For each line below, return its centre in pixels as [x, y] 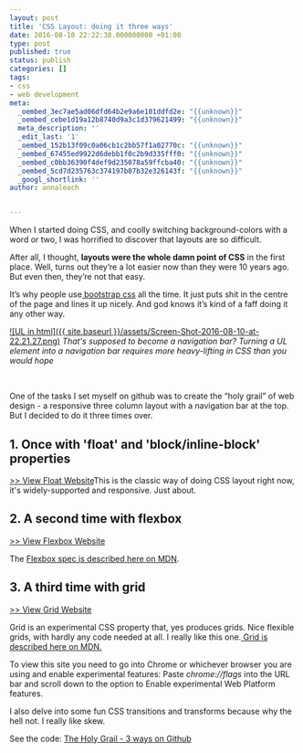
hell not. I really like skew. [57, 721]
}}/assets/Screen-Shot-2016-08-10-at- [187, 332]
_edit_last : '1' [48, 137]
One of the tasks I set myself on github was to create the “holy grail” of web [152, 396]
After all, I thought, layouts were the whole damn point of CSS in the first [147, 258]
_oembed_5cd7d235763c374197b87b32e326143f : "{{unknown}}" [131, 171]
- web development [44, 94]
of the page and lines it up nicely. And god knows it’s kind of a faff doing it [149, 304]
